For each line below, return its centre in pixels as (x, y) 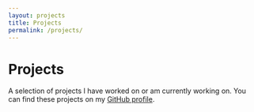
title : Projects (35, 23)
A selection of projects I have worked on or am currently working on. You (127, 91)
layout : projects (37, 15)
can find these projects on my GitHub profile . (82, 99)
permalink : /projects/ (45, 30)
